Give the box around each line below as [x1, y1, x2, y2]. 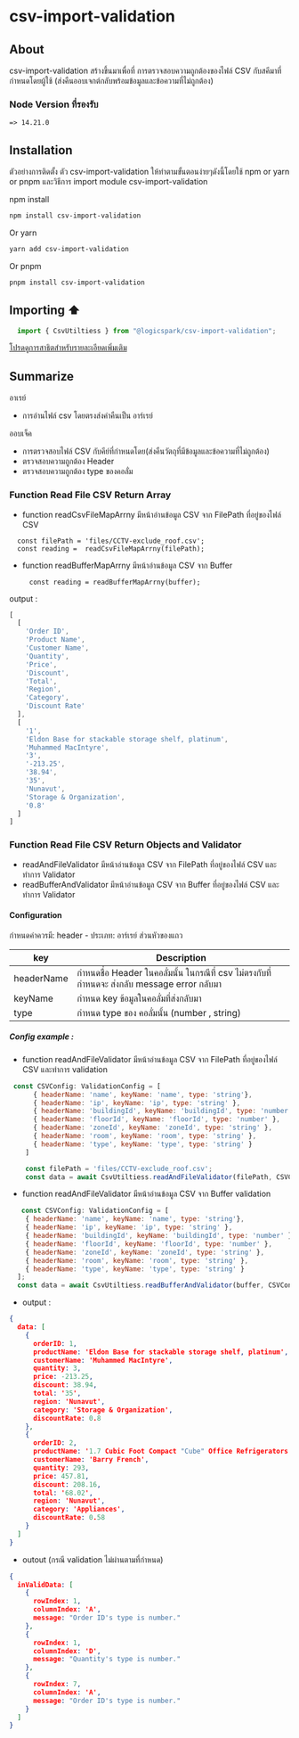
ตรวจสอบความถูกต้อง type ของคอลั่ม [21, 466, 133, 477]
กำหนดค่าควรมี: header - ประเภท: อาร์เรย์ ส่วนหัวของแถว [9, 930, 183, 940]
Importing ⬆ [9, 303, 81, 318]
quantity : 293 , [32, 1463, 90, 1472]
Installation [9, 143, 73, 158]
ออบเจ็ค [9, 428, 33, 439]
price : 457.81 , [32, 1472, 90, 1480]
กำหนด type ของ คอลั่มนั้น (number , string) [77, 1006, 242, 1019]
